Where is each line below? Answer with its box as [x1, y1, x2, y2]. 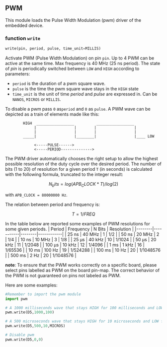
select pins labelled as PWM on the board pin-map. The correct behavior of [5, 267, 160, 273]
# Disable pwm [5, 333, 35, 338]
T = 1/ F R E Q [72, 211, 95, 217]
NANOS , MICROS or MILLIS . [12, 96, 61, 102]
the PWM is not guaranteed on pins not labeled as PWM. [5, 273, 121, 278]
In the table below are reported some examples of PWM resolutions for [5, 220, 151, 226]
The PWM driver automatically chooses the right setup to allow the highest [5, 155, 158, 161]
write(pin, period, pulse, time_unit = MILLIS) [5, 46, 101, 51]
